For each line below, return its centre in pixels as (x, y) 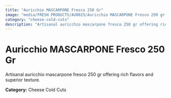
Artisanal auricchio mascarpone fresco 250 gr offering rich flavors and (79, 75)
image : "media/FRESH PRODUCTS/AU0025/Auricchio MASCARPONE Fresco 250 (82, 15)
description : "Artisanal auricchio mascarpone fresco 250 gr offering (82, 24)
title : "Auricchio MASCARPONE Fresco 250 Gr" (54, 10)
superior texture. (23, 80)
